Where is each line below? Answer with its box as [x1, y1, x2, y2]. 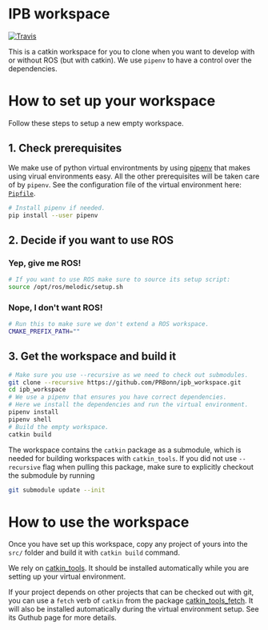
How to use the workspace [8, 513, 190, 531]
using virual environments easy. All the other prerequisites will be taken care [8, 171, 260, 181]
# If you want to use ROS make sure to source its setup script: [8, 275, 230, 284]
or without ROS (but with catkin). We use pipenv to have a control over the [8, 55, 252, 65]
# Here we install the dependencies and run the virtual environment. [8, 401, 249, 409]
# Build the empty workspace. [8, 423, 110, 431]
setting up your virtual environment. [8, 572, 126, 581]
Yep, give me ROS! [8, 257, 82, 268]
